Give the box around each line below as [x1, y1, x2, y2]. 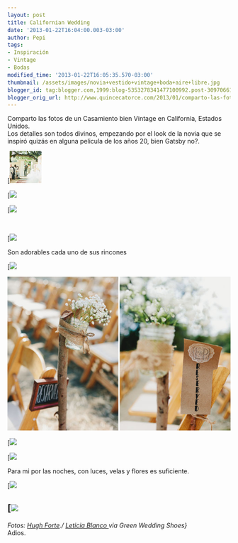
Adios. [7, 528, 26, 537]
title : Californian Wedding [7, 18, 91, 26]
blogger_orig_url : [7, 94, 62, 101]
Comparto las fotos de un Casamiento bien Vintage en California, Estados [7, 114, 222, 123]
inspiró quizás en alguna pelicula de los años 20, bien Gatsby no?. [7, 137, 200, 146]
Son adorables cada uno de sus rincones [7, 248, 127, 257]
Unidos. [7, 122, 30, 131]
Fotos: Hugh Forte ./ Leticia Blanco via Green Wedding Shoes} [7, 521, 188, 529]
